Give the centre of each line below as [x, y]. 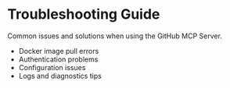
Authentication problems [58, 59]
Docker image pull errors [59, 51]
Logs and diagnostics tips [60, 76]
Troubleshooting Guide [84, 14]
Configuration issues [52, 67]
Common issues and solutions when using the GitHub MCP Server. [115, 36]
